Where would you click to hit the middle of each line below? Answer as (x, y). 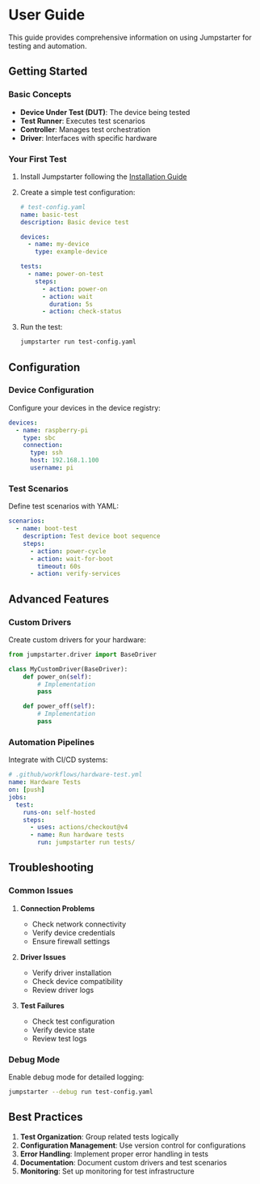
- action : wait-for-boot (71, 559)
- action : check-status (82, 312)
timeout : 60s (59, 566)
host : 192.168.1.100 (64, 460)
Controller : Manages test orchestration (85, 129)
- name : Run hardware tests (77, 835)
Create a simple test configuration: (78, 192)
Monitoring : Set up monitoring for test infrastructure (107, 1171)
